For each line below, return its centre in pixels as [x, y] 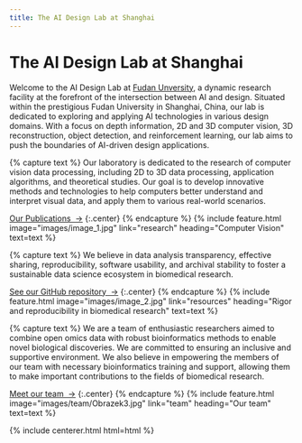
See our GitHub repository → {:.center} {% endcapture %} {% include [140, 291]
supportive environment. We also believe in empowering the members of [144, 356]
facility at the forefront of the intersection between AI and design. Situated [147, 97]
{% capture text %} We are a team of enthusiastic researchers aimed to [142, 328]
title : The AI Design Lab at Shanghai [82, 18]
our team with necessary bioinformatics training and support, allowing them [150, 366]
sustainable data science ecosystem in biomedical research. [122, 274]
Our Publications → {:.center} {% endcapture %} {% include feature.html [146, 218]
